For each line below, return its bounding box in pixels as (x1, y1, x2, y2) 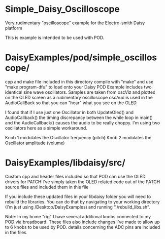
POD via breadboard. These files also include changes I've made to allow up (5, 219, 160, 225)
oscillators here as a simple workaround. (5, 125, 88, 131)
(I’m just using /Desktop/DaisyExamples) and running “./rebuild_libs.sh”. (5, 204, 150, 210)
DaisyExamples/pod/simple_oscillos (5, 52, 157, 63)
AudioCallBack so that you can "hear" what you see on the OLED (5, 100, 137, 106)
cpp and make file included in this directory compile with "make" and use (5, 79, 154, 84)
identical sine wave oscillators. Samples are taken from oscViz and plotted (5, 89, 156, 95)
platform (5, 25, 22, 31)
